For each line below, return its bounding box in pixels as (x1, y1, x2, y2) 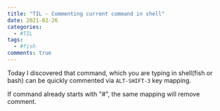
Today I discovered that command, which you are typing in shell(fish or (7, 68, 213, 77)
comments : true (7, 50, 52, 57)
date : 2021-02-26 (7, 17, 58, 24)
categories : (7, 23, 42, 30)
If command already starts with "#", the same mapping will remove (7, 89, 200, 98)
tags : (7, 37, 23, 44)
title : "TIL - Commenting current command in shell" (7, 10, 165, 18)
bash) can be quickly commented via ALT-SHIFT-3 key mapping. (7, 76, 192, 84)
